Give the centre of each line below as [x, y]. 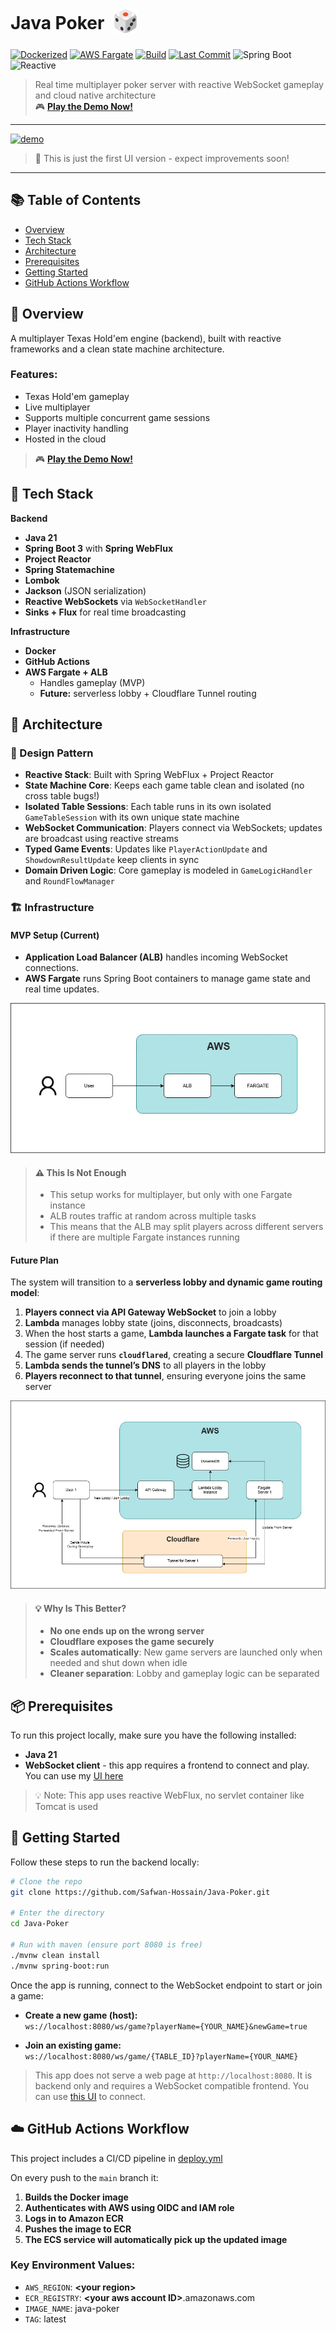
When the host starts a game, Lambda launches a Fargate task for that [171, 1334]
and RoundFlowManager [69, 881]
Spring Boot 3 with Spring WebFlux [99, 548]
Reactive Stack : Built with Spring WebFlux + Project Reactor [149, 775]
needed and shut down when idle [118, 1663]
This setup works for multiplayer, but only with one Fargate [171, 1195]
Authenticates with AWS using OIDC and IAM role [129, 2207]
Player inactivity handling [76, 428]
